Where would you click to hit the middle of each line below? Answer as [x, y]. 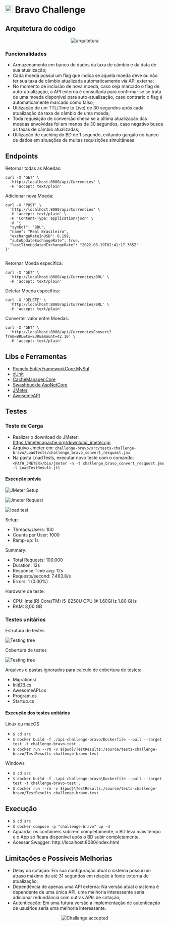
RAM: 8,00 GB [27, 606]
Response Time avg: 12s [38, 570]
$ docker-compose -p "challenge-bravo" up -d [61, 827]
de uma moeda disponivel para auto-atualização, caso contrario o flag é [88, 97]
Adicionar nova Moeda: [30, 196]
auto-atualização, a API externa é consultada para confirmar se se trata [87, 92]
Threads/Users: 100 [33, 529]
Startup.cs [23, 701]
